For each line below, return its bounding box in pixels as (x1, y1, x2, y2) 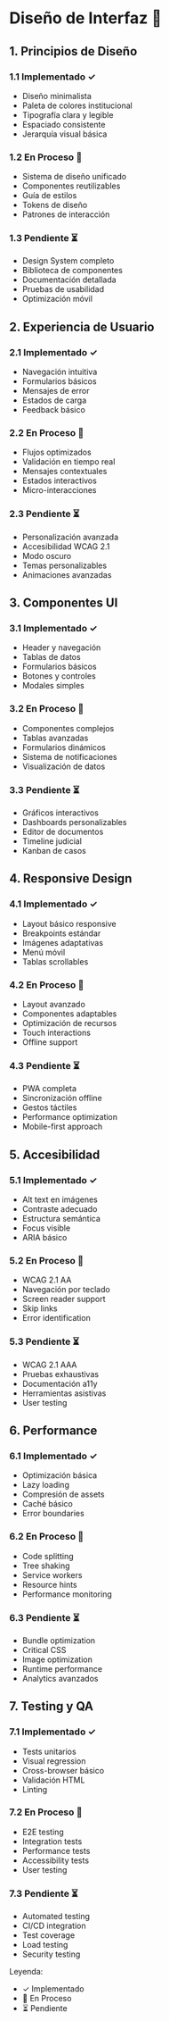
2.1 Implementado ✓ (9, 346, 98, 358)
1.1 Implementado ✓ (9, 71, 96, 83)
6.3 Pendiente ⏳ (9, 1611, 80, 1624)
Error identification (21, 1313, 91, 1324)
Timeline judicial (21, 836, 83, 847)
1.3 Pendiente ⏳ (9, 232, 78, 245)
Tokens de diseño (21, 200, 88, 211)
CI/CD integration (21, 1920, 86, 1932)
